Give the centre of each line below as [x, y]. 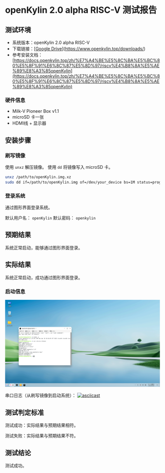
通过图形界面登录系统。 [29, 208]
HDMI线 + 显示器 [29, 123]
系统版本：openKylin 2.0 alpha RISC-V [51, 43]
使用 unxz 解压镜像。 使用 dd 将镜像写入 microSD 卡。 [59, 167]
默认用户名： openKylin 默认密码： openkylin [50, 218]
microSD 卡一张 [28, 117]
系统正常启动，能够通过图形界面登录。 [44, 248]
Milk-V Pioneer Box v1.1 [36, 111]
